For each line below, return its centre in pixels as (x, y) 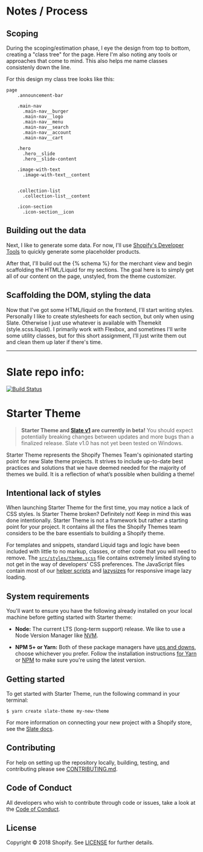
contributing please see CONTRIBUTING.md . (62, 769)
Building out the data (46, 230)
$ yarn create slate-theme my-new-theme (58, 711)
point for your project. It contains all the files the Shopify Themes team (94, 527)
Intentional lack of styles (54, 493)
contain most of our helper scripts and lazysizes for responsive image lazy (99, 571)
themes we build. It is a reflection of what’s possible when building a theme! (101, 474)
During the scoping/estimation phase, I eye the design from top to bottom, (98, 48)
